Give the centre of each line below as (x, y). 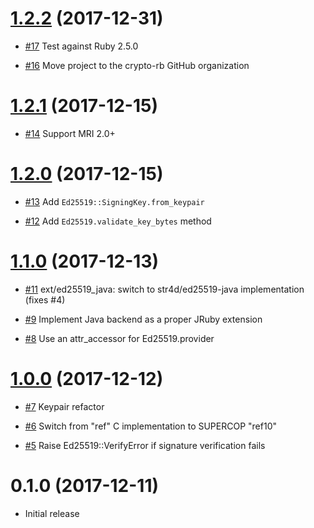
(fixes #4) (45, 299)
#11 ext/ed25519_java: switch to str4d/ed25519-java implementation (164, 289)
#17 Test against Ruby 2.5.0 (81, 46)
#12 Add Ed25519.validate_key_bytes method (118, 221)
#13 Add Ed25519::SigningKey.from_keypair (114, 201)
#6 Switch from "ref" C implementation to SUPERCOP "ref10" (150, 426)
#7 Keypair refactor (64, 406)
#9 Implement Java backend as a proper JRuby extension (143, 319)
